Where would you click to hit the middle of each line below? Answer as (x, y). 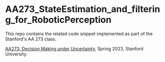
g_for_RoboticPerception (58, 20)
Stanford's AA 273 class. (31, 39)
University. (16, 54)
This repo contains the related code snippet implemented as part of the (79, 33)
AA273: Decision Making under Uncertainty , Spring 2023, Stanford (74, 48)
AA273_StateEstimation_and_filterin (83, 9)
